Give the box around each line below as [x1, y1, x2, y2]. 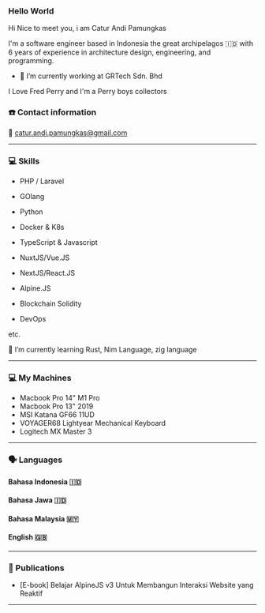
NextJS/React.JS [19, 268, 76, 277]
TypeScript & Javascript [19, 237, 99, 246]
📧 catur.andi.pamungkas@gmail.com [8, 128, 128, 137]
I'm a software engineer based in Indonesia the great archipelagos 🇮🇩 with [8, 39, 254, 48]
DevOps [19, 314, 47, 323]
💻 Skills [8, 156, 40, 167]
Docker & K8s [19, 222, 65, 231]
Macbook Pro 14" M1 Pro [19, 393, 100, 403]
